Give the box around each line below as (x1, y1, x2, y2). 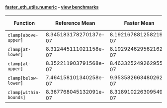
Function (13, 20, 35, 27)
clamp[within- (7, 90, 41, 96)
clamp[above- (7, 32, 39, 38)
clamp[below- (7, 75, 39, 81)
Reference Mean (55, 20, 95, 27)
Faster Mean (124, 20, 155, 27)
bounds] (7, 95, 26, 101)
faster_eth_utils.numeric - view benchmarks (5, 4, 99, 10)
